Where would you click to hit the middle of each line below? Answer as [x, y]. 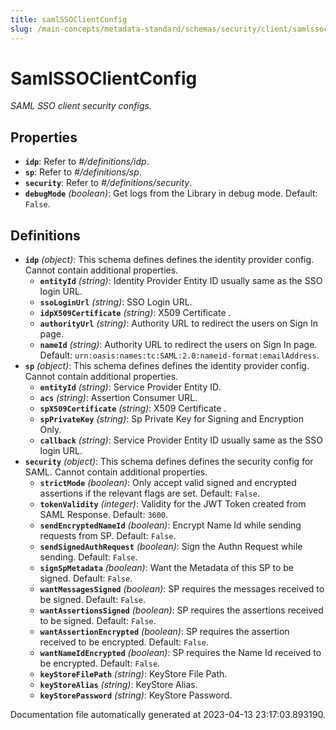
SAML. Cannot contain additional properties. [116, 472]
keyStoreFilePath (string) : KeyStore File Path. [133, 674]
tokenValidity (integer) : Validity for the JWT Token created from [173, 504]
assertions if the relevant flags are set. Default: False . [150, 493]
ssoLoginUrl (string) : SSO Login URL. [116, 302]
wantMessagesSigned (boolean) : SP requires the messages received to [182, 589]
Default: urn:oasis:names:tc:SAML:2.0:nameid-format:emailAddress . [179, 355]
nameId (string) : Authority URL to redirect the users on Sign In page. [178, 345]
